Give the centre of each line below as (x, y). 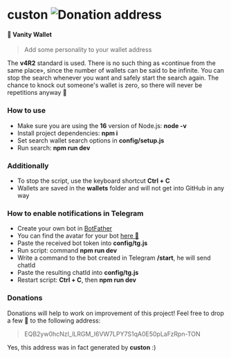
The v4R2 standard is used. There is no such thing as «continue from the (111, 63)
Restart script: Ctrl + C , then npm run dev (77, 280)
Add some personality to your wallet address (88, 50)
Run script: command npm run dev (67, 251)
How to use (27, 111)
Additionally (28, 165)
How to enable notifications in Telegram (75, 213)
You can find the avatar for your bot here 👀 (78, 236)
